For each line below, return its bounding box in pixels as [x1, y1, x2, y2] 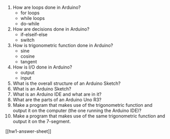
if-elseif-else [20, 32, 48, 37]
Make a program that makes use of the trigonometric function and [12, 102, 153, 108]
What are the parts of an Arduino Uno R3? [12, 97, 102, 103]
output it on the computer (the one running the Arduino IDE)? [12, 107, 142, 113]
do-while [20, 20, 40, 27]
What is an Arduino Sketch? [12, 86, 71, 91]
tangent [20, 59, 37, 64]
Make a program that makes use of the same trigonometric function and [12, 113, 165, 119]
